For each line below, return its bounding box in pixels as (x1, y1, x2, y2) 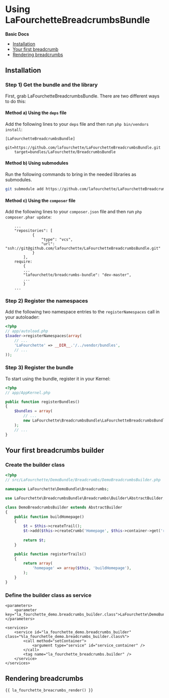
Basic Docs (5, 31, 29, 37)
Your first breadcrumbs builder (5, 446, 105, 454)
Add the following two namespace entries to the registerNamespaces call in (5, 309, 160, 315)
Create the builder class (5, 461, 65, 468)
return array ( (23, 561, 53, 566)
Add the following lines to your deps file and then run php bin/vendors (5, 121, 149, 127)
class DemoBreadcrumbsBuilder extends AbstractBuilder (5, 504, 123, 510)
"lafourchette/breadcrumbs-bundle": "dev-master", (23, 272, 132, 277)
